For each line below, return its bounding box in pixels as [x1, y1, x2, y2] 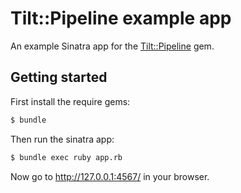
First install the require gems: [10, 95, 131, 107]
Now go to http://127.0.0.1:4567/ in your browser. [10, 170, 210, 182]
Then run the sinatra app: [10, 133, 115, 145]
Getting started [10, 69, 108, 86]
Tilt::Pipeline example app [10, 7, 232, 30]
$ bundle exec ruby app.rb [10, 152, 123, 162]
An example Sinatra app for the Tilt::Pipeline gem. [10, 40, 215, 52]
